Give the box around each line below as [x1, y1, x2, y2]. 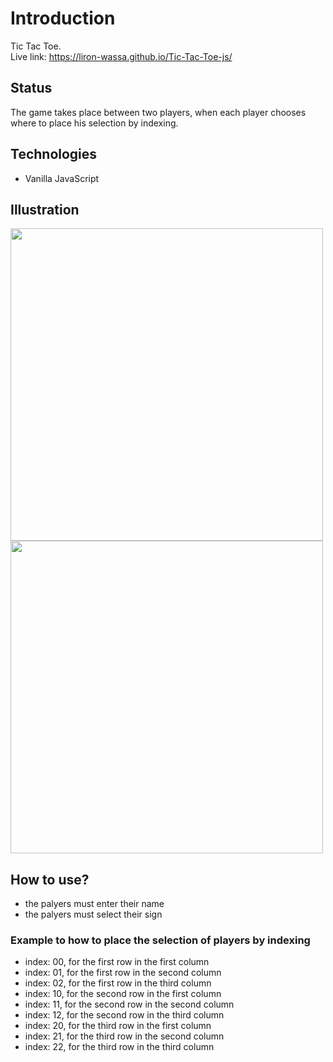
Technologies [10, 146, 98, 163]
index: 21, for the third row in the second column [24, 1030, 225, 1042]
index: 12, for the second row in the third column [24, 1009, 225, 1021]
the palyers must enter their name [24, 898, 165, 910]
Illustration [10, 201, 80, 218]
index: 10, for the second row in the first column [24, 988, 222, 1000]
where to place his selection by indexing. [10, 117, 179, 129]
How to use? [10, 871, 90, 888]
